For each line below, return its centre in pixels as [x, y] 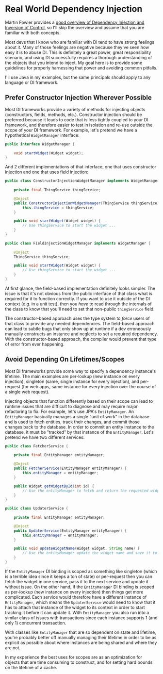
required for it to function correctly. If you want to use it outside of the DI [78, 298]
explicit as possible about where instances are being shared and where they [81, 642]
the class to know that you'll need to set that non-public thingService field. [80, 309]
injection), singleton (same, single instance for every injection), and [72, 381]
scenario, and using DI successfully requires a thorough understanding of [79, 57]
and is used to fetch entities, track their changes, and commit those [72, 422]
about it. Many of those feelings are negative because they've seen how [77, 47]
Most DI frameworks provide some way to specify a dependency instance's [81, 371]
